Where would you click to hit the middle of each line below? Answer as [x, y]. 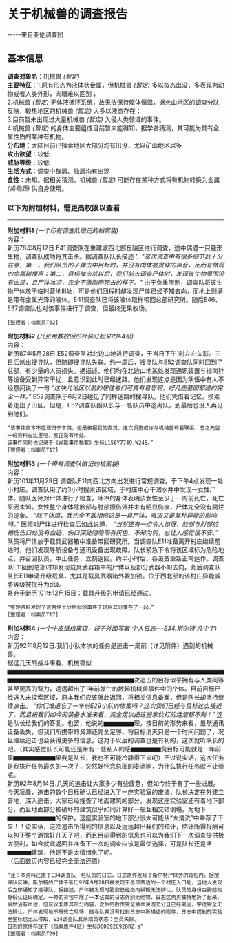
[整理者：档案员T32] [33, 323]
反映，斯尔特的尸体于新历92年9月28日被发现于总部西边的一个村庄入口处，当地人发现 [119, 883]
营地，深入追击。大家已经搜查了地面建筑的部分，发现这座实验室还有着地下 [113, 801]
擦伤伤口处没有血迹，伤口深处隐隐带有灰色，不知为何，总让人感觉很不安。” [113, 533]
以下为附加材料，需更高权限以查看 [64, 207]
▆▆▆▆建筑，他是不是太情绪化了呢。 [61, 853]
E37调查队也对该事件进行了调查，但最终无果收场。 [79, 308]
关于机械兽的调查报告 [68, 14]
